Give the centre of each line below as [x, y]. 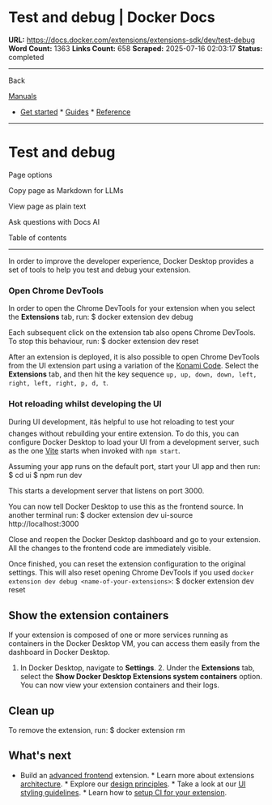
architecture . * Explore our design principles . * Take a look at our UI [133, 784]
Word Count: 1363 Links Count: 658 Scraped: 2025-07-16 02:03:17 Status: [136, 48]
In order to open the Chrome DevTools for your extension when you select [132, 308]
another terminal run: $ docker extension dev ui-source [101, 515]
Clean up [32, 710]
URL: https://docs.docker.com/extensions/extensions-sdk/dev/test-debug [132, 40]
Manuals [23, 96]
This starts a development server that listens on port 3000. [106, 491]
